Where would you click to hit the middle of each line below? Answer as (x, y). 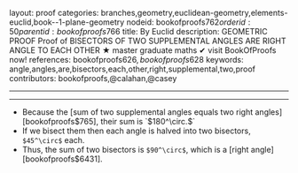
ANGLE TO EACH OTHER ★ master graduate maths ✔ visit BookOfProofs (143, 50)
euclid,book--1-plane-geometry (67, 22)
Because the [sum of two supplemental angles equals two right (137, 112)
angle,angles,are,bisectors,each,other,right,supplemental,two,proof (132, 69)
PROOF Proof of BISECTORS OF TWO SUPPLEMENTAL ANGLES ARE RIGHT (148, 41)
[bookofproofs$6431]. (63, 159)
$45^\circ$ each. (53, 140)
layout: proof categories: (54, 13)
